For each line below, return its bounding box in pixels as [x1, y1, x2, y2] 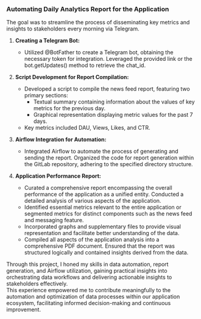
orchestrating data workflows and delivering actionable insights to [6, 273, 172, 281]
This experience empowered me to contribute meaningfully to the [6, 287, 171, 294]
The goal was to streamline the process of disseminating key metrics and [6, 19, 190, 26]
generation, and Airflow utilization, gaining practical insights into [6, 267, 167, 275]
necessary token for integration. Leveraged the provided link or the [24, 55, 193, 63]
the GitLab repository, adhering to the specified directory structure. [24, 161, 193, 168]
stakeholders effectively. [6, 280, 68, 287]
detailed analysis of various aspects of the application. [24, 197, 161, 205]
